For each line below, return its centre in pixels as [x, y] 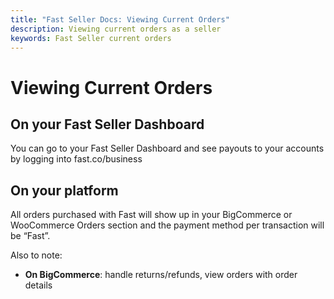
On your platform [64, 190]
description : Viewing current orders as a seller [116, 29]
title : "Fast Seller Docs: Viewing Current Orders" [120, 19]
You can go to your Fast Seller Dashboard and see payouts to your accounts [167, 148]
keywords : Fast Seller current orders [91, 38]
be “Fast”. [30, 236]
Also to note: [36, 255]
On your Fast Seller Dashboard [107, 124]
